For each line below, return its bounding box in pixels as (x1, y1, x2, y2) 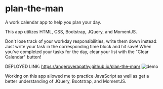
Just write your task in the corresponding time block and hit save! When (5, 43, 152, 49)
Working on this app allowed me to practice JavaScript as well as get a (5, 73, 149, 79)
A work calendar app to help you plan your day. (5, 19, 102, 25)
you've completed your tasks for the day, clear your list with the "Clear (5, 49, 149, 55)
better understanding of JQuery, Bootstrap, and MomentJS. (5, 78, 126, 84)
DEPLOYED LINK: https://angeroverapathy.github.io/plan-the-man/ (5, 63, 141, 69)
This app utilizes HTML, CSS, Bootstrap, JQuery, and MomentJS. (5, 29, 137, 34)
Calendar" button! (5, 54, 41, 59)
